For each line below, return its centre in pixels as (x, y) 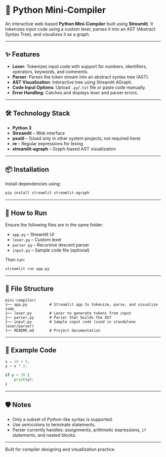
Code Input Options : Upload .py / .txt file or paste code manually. (79, 87)
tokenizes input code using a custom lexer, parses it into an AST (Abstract (80, 29)
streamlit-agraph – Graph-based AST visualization (64, 149)
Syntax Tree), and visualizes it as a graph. (48, 34)
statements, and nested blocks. (44, 435)
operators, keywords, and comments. (50, 72)
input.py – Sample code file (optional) (51, 250)
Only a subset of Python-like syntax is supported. (63, 419)
